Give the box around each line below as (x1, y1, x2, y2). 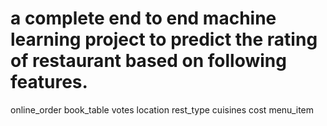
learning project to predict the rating (10, 28, 318, 51)
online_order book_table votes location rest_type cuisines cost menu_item (10, 103, 314, 116)
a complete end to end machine (10, 7, 277, 30)
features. (10, 71, 88, 94)
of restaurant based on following (10, 50, 287, 72)
